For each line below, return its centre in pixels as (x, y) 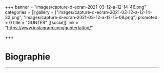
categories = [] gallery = (30, 12)
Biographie (28, 57)
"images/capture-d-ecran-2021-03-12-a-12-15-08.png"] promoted (90, 17)
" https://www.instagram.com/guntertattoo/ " (49, 28)
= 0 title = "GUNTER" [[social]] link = (42, 22)
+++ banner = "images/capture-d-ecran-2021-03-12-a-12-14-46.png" (76, 7)
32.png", (14, 17)
